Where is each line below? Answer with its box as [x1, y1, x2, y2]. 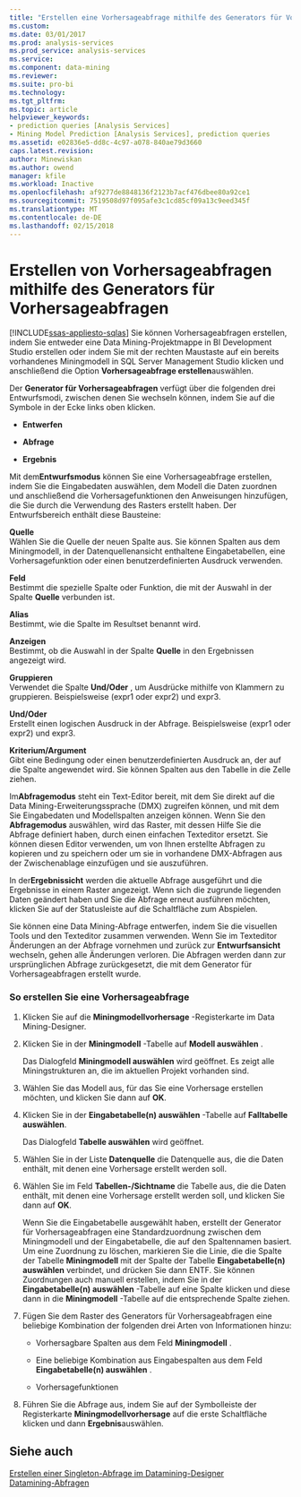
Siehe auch [9, 1444, 73, 1459]
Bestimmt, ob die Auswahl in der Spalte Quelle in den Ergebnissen [9, 646, 254, 657]
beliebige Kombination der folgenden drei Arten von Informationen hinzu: [21, 1320, 292, 1330]
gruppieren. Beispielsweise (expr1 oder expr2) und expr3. [9, 692, 221, 702]
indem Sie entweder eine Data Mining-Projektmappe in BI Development [9, 337, 272, 348]
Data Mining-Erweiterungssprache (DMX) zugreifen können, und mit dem [9, 801, 279, 812]
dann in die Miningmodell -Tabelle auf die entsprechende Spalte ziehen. [21, 1293, 290, 1303]
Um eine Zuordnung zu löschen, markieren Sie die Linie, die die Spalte [21, 1245, 282, 1256]
